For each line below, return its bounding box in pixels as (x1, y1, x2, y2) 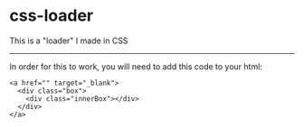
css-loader (9, 5, 93, 26)
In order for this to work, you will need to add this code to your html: (9, 60, 262, 72)
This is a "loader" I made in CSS (9, 35, 128, 46)
